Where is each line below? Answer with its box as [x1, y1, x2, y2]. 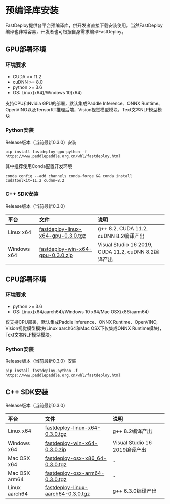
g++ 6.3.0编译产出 [113, 488, 157, 495]
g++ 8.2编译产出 [113, 428, 153, 435]
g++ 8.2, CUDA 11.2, [98, 225, 148, 232]
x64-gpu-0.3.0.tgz [39, 232, 86, 239]
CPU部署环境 [5, 275, 47, 283]
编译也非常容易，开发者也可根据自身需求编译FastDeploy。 [5, 28, 126, 35]
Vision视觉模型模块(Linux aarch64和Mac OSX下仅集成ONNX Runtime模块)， [5, 325, 164, 331]
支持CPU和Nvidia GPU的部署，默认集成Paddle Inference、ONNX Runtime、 [5, 100, 163, 106]
